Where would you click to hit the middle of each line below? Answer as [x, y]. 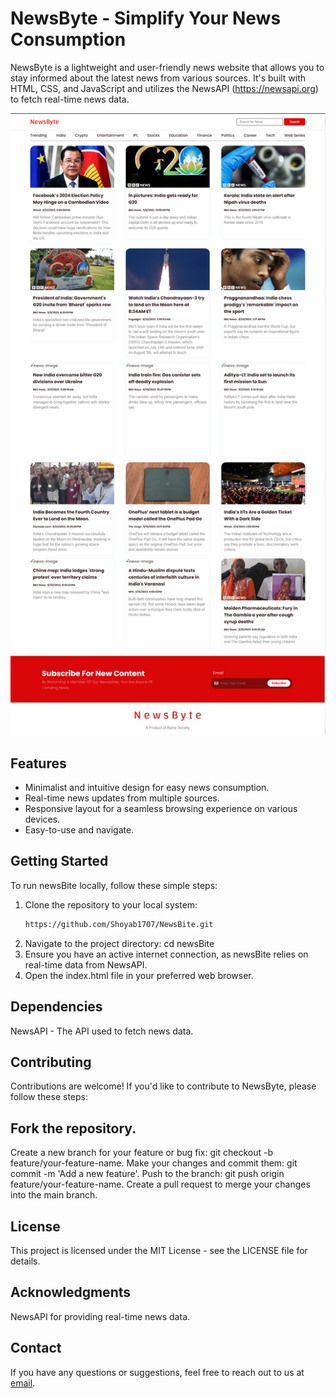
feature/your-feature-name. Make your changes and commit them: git [154, 1163]
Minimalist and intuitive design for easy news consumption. [147, 788]
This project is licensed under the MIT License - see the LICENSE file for [159, 1251]
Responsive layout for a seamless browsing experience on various [161, 809]
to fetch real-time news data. [70, 99]
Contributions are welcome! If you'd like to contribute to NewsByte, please [163, 1086]
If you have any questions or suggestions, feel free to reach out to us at [157, 1372]
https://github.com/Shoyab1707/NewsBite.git [119, 924]
